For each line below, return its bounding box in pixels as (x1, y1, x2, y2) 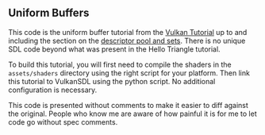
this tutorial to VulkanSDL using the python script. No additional (8, 76, 216, 86)
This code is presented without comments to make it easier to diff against (8, 100, 248, 110)
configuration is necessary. (8, 85, 98, 94)
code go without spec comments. (8, 117, 118, 126)
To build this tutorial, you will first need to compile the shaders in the (8, 60, 232, 69)
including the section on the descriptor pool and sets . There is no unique (8, 36, 246, 45)
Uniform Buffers (8, 6, 90, 20)
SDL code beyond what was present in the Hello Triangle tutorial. (8, 44, 221, 54)
